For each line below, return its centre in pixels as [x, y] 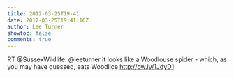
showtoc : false [29, 33]
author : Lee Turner [36, 26]
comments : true [29, 40]
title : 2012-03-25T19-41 [43, 14]
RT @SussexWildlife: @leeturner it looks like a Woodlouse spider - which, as [117, 59]
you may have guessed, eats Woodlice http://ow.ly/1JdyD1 [91, 67]
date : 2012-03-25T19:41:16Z [48, 20]
